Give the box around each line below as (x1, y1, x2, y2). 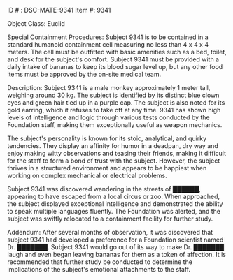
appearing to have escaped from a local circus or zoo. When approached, (7, 192, 220, 200)
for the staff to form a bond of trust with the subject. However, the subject (7, 156, 220, 165)
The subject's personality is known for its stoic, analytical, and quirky (7, 134, 207, 142)
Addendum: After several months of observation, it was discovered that (7, 228, 213, 236)
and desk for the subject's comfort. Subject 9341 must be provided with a (7, 55, 219, 64)
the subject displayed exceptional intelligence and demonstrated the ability (7, 200, 223, 208)
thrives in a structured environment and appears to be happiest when (7, 164, 207, 172)
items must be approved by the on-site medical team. (7, 70, 162, 78)
